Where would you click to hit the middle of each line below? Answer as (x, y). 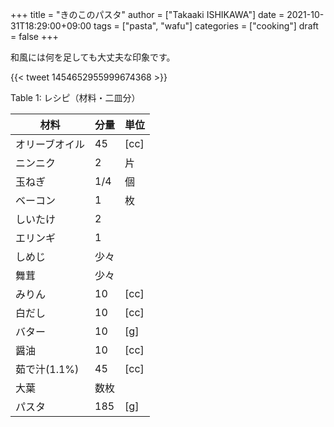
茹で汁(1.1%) (47, 369)
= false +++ (34, 36)
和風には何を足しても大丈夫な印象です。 (93, 57)
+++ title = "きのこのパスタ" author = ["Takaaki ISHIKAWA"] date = (147, 14)
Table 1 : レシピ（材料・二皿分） (75, 97)
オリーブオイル (50, 144)
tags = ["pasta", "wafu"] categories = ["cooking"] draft (206, 26)
